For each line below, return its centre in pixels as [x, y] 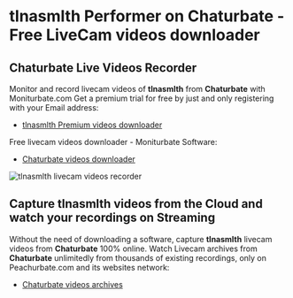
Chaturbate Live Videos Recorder [103, 68]
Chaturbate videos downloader [78, 159]
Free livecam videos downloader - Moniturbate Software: [113, 142]
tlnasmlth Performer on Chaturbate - [147, 16]
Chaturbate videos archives [73, 284]
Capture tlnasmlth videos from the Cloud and [136, 204]
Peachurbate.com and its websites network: [89, 267]
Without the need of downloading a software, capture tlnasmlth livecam [141, 239]
